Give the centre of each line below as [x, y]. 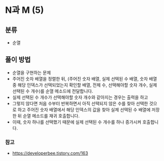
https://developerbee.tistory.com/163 [50, 153]
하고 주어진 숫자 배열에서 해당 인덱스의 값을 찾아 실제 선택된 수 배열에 [84, 110]
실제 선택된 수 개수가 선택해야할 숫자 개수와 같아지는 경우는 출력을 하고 [80, 97]
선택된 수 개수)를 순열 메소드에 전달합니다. [53, 91]
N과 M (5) [24, 10]
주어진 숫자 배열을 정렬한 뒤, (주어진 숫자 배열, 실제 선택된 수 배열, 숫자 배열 [84, 79]
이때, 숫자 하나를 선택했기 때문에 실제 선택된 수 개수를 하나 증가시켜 [77, 122]
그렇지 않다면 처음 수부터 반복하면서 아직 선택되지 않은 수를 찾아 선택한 [80, 103]
